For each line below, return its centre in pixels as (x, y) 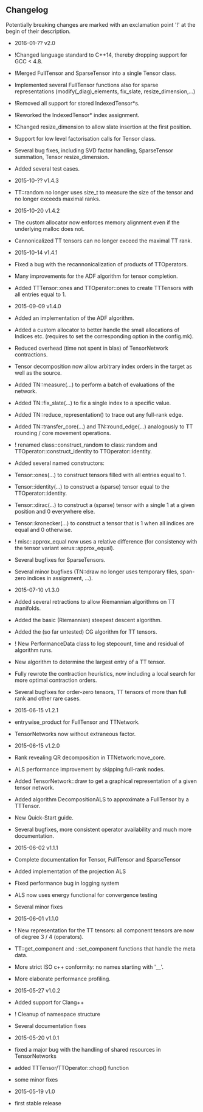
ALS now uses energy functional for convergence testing (86, 894)
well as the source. (38, 373)
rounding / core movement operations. (63, 433)
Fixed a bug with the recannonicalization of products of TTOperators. (101, 264)
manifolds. (28, 608)
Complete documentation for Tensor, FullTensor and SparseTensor (98, 859)
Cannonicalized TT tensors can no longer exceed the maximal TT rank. (103, 241)
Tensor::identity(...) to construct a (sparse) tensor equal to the (92, 486)
